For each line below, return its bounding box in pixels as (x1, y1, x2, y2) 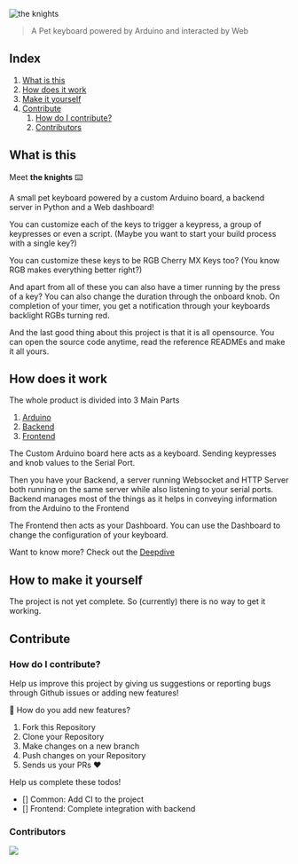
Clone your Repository (21, 731, 105, 742)
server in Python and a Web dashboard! (9, 201, 154, 212)
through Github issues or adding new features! (9, 687, 179, 698)
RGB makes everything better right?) (9, 264, 143, 275)
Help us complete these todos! (9, 776, 122, 787)
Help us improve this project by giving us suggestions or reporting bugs (9, 678, 271, 688)
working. (9, 606, 42, 617)
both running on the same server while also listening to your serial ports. (9, 484, 274, 495)
